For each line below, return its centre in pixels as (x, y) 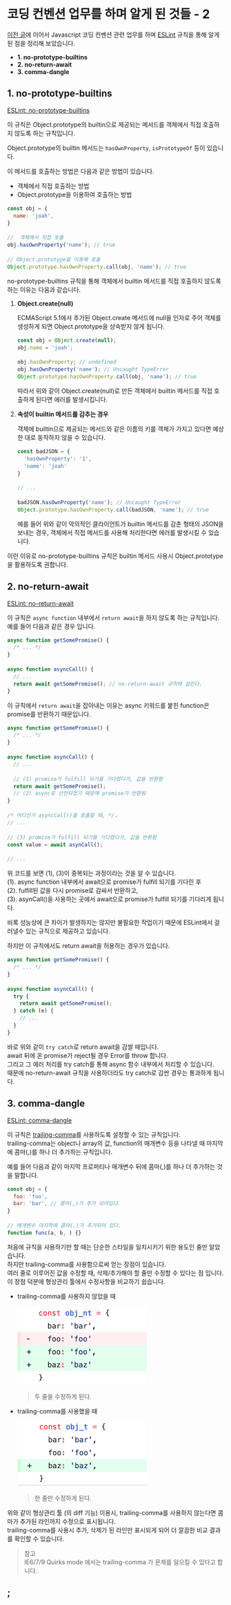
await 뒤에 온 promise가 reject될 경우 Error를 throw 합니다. (88, 1055)
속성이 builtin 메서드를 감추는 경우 (63, 414)
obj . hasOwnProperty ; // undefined (67, 362)
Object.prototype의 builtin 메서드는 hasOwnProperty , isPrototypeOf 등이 (106, 148)
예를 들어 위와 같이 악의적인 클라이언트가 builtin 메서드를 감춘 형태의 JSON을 (120, 523)
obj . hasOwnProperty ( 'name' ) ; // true (61, 245)
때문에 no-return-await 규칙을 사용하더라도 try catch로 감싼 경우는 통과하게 (110, 1073)
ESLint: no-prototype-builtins (48, 110)
